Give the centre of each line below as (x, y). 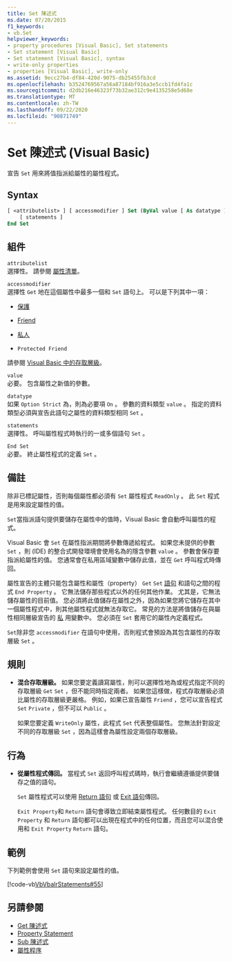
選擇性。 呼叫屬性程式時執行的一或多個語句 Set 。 (78, 433)
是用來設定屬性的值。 (37, 504)
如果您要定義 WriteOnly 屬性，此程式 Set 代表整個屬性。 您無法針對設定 (119, 723)
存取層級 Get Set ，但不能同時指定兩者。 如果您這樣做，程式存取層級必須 (120, 691)
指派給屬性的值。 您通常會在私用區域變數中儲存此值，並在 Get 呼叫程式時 (111, 559)
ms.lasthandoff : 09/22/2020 (48, 110)
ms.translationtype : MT (41, 97)
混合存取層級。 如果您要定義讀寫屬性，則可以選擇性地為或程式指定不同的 (121, 682)
